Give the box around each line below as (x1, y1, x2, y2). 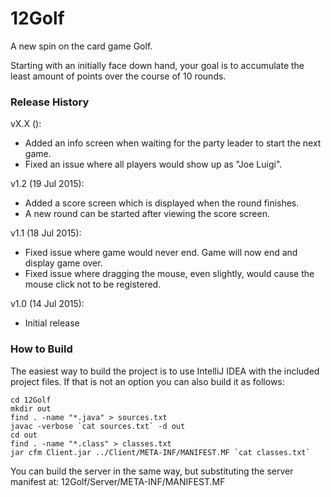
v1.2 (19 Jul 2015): (10, 178, 85, 190)
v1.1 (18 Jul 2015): (10, 227, 82, 239)
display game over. (24, 257, 103, 269)
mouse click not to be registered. (24, 278, 162, 291)
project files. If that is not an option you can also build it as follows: (10, 375, 285, 387)
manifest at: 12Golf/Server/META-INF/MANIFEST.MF (10, 475, 226, 487)
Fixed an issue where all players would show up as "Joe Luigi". (24, 158, 283, 171)
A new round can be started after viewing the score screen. (24, 208, 270, 220)
